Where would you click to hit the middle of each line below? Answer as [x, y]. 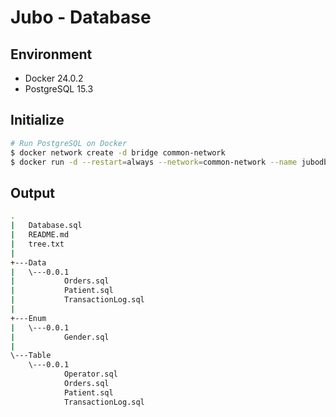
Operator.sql [90, 374]
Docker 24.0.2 [54, 78]
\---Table [31, 356]
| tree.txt [37, 244]
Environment [51, 54]
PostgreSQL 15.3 [59, 89]
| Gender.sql [60, 337]
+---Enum [28, 318]
